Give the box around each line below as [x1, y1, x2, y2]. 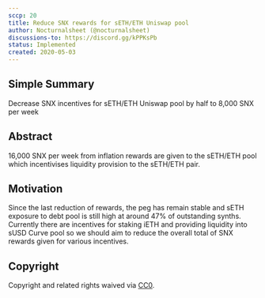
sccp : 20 [8, 11, 37, 20]
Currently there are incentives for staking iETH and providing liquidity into [8, 220, 248, 229]
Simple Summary [8, 77, 95, 91]
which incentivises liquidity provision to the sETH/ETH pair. [8, 159, 200, 168]
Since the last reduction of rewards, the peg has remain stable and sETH [8, 203, 244, 213]
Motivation [8, 183, 63, 196]
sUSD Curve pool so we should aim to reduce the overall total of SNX [8, 228, 233, 238]
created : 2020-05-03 [8, 48, 77, 56]
